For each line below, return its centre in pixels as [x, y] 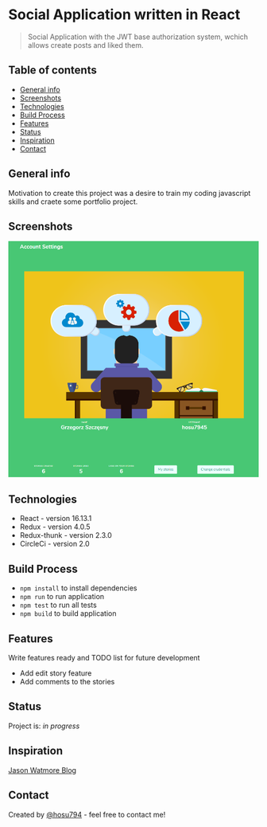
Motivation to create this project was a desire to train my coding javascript [130, 193]
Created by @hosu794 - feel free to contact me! [87, 814]
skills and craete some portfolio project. [73, 202]
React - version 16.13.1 [56, 519]
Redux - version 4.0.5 [55, 527]
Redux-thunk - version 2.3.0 [66, 535]
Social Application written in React [124, 15]
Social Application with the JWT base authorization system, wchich [138, 37]
